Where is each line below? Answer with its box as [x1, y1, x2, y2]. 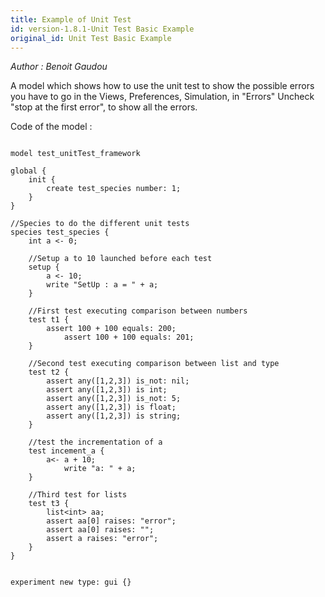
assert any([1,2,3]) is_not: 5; [46, 394, 182, 404]
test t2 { [28, 367, 70, 378]
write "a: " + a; [63, 464, 137, 474]
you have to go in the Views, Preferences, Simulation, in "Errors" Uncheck [10, 91, 315, 103]
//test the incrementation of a [28, 437, 163, 448]
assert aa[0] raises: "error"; [46, 516, 177, 526]
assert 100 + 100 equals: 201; [63, 332, 195, 343]
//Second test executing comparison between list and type [28, 359, 280, 369]
